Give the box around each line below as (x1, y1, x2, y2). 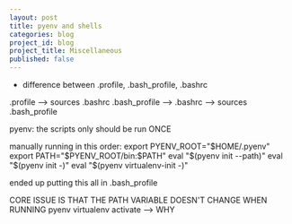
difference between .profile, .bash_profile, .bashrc (22, 80, 208, 90)
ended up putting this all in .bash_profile (9, 177, 158, 188)
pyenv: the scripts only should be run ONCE (9, 124, 172, 134)
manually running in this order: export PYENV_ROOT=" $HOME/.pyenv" (9, 141, 270, 151)
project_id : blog (9, 38, 75, 47)
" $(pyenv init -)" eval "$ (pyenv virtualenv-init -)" (9, 160, 189, 170)
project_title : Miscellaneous (9, 47, 123, 56)
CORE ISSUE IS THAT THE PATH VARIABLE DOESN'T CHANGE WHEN (9, 194, 268, 205)
